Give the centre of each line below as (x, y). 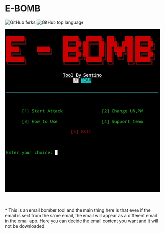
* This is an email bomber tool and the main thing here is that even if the (78, 210)
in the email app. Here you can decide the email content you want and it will (82, 221)
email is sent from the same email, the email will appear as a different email (81, 215)
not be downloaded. (25, 226)
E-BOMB (23, 9)
